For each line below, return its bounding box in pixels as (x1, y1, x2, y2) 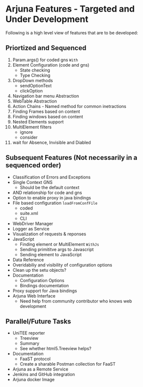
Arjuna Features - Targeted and (5, 3, 135, 15)
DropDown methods (12, 77, 53, 83)
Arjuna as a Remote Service (12, 366, 69, 372)
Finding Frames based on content (12, 108, 80, 114)
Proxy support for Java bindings (12, 288, 77, 294)
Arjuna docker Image (12, 377, 55, 383)
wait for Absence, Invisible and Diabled (12, 140, 91, 145)
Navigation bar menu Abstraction (12, 93, 79, 99)
